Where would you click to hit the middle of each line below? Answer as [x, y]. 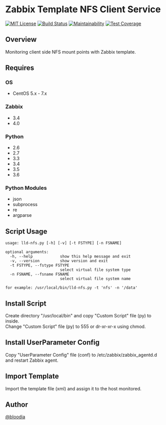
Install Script [26, 303]
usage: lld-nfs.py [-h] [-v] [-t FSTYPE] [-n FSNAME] [64, 243]
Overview [21, 40]
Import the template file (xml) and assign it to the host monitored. [73, 388]
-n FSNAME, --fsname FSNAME [40, 274]
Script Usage [26, 231]
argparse [22, 215]
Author [17, 404]
